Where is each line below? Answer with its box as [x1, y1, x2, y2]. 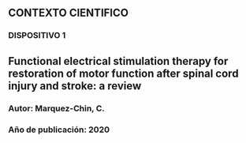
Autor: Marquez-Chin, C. [8, 103, 105, 114]
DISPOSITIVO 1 [8, 30, 66, 41]
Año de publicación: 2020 [8, 124, 110, 135]
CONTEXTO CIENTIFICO [8, 6, 129, 20]
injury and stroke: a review [8, 79, 142, 92]
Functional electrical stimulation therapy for [8, 55, 229, 68]
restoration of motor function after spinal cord [8, 66, 239, 80]
